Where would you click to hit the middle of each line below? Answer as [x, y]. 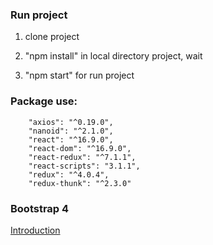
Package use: [44, 101]
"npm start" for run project [79, 75]
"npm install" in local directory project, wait [113, 56]
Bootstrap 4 [40, 208]
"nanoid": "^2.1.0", [71, 131]
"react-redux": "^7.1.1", [82, 157]
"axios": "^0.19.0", [71, 122]
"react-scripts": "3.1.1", [84, 166]
